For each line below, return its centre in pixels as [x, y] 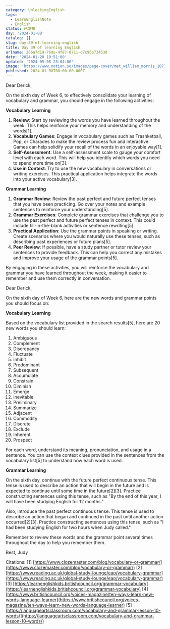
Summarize [25, 408]
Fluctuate [23, 354]
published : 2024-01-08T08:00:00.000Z [45, 71]
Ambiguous [25, 338]
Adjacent [22, 413]
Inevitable [23, 397]
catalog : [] [18, 38]
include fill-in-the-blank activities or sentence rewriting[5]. [74, 226]
